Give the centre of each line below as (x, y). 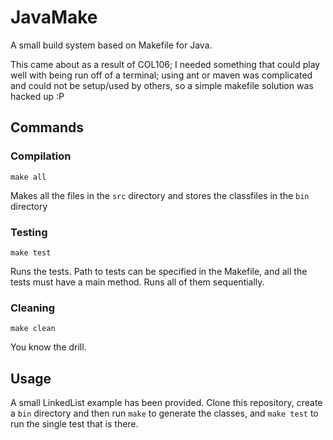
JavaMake (54, 17)
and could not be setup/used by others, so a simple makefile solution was (162, 85)
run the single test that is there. (74, 424)
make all (28, 177)
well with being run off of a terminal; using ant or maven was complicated (161, 75)
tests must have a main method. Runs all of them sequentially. (137, 282)
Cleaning (33, 308)
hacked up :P (37, 96)
